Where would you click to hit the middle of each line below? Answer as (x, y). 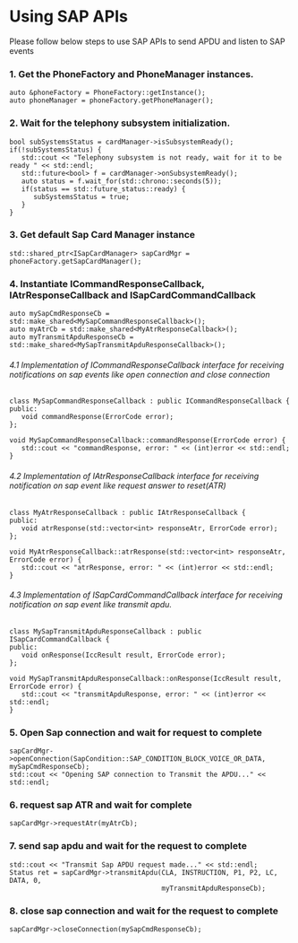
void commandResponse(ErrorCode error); (98, 417)
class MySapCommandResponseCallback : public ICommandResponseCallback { (150, 401)
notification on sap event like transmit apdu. (91, 605)
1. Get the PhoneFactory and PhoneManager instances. (132, 74)
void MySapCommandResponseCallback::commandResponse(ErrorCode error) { (148, 441)
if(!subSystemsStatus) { (55, 150)
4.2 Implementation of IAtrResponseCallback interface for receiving (134, 476)
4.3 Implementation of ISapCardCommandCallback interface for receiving (146, 595)
